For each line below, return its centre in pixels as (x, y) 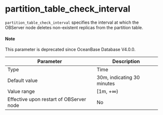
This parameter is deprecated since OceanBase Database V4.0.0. (70, 49)
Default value (23, 81)
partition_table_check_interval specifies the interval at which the (72, 22)
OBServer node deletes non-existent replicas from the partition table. (74, 27)
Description (126, 62)
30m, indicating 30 (118, 78)
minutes (106, 83)
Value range (21, 92)
